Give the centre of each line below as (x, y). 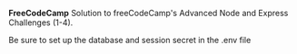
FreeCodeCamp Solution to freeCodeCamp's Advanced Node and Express (148, 13)
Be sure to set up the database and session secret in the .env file (130, 40)
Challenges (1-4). (41, 22)
